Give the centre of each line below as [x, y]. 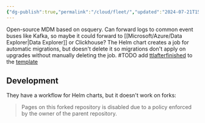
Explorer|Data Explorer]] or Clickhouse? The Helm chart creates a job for [98, 42]
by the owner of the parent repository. [69, 114]
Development [33, 81]
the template [22, 61]
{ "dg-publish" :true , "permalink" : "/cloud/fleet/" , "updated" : [85, 12]
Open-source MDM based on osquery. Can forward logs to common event [100, 29]
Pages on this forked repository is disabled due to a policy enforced [106, 107]
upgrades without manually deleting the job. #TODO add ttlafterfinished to [99, 55]
